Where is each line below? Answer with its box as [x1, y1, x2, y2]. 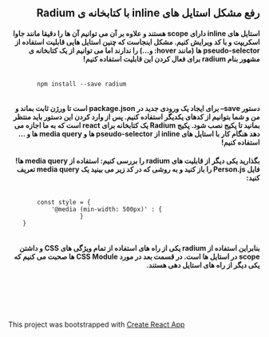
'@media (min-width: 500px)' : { [50, 205, 162, 214]
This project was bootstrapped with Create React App [8, 319, 185, 329]
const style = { [37, 199, 91, 207]
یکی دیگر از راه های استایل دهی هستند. [146, 260, 260, 270]
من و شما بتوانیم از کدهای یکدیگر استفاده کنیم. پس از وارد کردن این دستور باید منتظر [13, 112, 260, 122]
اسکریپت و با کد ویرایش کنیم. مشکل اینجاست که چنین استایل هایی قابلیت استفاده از [14, 37, 260, 46]
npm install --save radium [37, 80, 127, 88]
